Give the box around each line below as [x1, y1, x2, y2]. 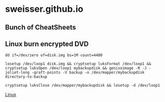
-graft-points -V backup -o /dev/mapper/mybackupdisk [31, 70, 145, 75]
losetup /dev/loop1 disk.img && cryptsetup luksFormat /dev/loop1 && [5, 62, 152, 67]
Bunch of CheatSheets [5, 23, 77, 32]
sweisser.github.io [5, 3, 83, 15]
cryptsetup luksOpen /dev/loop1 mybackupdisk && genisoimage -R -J [5, 66, 147, 71]
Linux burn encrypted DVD [5, 39, 89, 48]
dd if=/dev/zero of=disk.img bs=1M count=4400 [5, 53, 103, 58]
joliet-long [5, 70, 30, 75]
